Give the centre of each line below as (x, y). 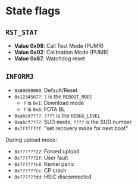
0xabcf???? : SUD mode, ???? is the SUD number (73, 122)
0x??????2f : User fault (41, 158)
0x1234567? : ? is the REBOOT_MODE (53, 96)
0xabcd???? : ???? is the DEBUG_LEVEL (57, 115)
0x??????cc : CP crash (40, 170)
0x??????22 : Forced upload (47, 151)
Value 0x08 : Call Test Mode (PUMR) (59, 46)
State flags (33, 11)
